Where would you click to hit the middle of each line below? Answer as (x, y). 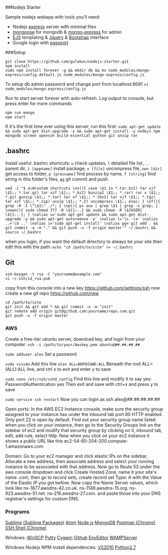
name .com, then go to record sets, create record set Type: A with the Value (83, 477)
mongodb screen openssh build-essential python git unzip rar (71, 135)
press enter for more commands (38, 103)
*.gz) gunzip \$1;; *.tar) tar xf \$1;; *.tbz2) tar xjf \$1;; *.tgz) (80, 197)
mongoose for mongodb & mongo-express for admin (67, 32)
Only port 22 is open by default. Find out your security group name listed (80, 420)
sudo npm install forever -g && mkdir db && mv (56, 70)
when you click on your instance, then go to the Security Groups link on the (83, 425)
